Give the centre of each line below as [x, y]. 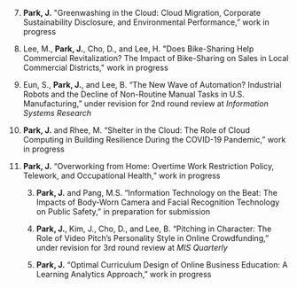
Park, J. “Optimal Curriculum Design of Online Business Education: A [162, 265]
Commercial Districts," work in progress [96, 67]
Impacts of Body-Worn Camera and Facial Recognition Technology [158, 202]
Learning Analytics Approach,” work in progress [124, 274]
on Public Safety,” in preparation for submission [123, 211]
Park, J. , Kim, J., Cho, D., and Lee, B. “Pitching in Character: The [154, 229]
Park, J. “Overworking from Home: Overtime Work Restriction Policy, [148, 166]
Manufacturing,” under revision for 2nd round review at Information [145, 104]
